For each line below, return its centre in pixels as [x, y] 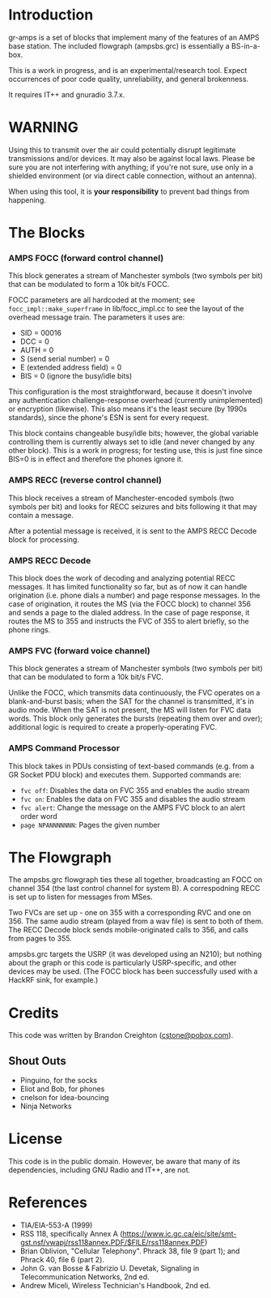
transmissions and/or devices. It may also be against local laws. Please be [132, 158]
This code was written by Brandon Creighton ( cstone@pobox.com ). [121, 1035]
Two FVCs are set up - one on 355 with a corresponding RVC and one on [130, 913]
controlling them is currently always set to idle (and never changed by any [131, 442]
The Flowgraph [60, 857]
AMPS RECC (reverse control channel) [85, 480]
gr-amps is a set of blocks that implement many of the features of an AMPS [134, 37]
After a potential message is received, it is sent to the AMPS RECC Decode [133, 531]
